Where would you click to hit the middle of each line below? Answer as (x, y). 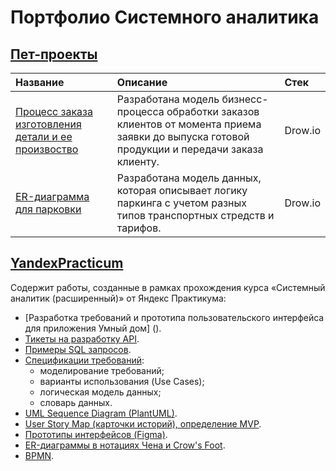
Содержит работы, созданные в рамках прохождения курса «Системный (168, 287)
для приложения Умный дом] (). (93, 328)
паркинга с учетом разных (182, 203)
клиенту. (138, 161)
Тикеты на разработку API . (82, 338)
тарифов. (139, 228)
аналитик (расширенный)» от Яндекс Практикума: (118, 298)
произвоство (47, 149)
